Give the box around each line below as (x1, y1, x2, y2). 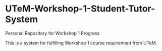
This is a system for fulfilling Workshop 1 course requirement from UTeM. (5, 39, 157, 45)
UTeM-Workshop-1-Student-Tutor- (5, 3, 155, 14)
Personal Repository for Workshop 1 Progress (5, 30, 100, 36)
